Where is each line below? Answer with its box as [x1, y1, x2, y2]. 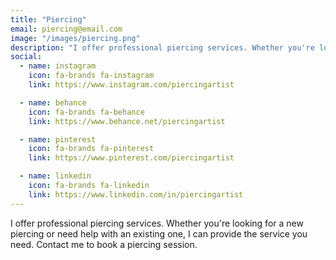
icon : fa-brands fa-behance [28, 107, 145, 117]
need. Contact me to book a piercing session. [10, 238, 198, 250]
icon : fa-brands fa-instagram [28, 71, 155, 81]
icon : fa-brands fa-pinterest [28, 144, 155, 154]
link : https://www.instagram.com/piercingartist [28, 80, 235, 90]
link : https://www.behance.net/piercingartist [28, 116, 226, 126]
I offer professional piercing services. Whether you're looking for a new [10, 217, 304, 229]
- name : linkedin [19, 171, 92, 181]
